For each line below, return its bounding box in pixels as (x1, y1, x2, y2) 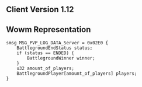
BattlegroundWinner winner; (27, 55, 95, 61)
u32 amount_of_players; (16, 65, 75, 72)
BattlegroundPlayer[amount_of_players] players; (16, 71, 137, 76)
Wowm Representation (6, 25, 91, 34)
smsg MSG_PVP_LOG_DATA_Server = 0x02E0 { (6, 40, 109, 46)
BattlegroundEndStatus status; (16, 45, 93, 51)
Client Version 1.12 (6, 5, 74, 15)
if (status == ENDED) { (16, 50, 75, 56)
